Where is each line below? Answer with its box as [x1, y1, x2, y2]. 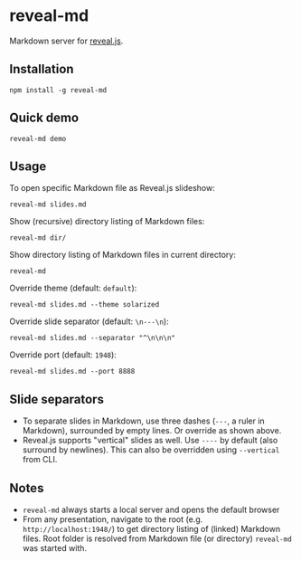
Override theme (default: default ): [9, 282, 137, 294]
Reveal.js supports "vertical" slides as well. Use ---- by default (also [22, 435, 278, 446]
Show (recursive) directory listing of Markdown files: [9, 216, 205, 227]
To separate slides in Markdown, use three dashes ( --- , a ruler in [22, 415, 265, 426]
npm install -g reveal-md [9, 85, 107, 95]
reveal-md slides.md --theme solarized [9, 300, 160, 309]
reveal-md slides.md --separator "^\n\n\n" [9, 334, 176, 343]
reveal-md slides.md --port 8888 [9, 367, 136, 376]
